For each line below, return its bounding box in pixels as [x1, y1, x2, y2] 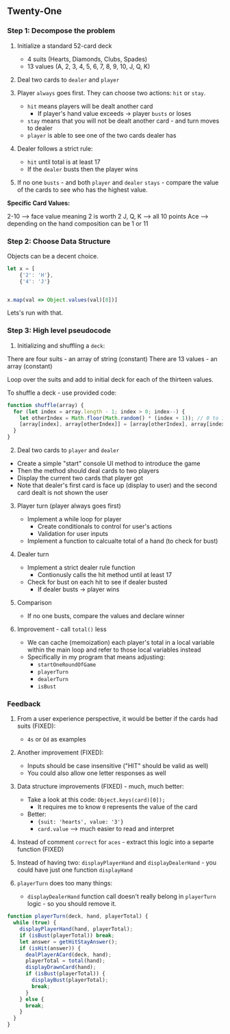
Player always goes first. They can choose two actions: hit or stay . [16, 88, 206, 97]
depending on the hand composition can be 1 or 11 [7, 219, 149, 227]
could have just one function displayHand [16, 866, 133, 874]
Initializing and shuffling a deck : [16, 341, 105, 349]
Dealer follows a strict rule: [16, 144, 93, 153]
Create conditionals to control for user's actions [37, 522, 172, 530]
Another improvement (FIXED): [16, 748, 104, 756]
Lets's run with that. [7, 308, 64, 317]
